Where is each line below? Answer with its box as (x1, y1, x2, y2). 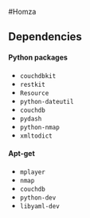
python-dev (19, 193, 57, 202)
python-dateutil (19, 97, 74, 105)
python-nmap (19, 123, 60, 131)
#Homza (8, 7, 37, 16)
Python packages (8, 52, 68, 62)
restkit (19, 80, 45, 88)
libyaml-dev (19, 202, 60, 210)
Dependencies (8, 30, 82, 43)
